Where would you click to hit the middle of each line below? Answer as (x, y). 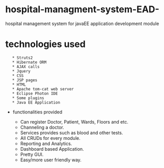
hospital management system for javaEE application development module (82, 23)
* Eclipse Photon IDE (35, 93)
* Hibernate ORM (29, 62)
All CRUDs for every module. (50, 138)
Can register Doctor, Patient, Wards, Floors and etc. (74, 122)
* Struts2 (22, 58)
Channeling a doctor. (42, 127)
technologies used (45, 44)
